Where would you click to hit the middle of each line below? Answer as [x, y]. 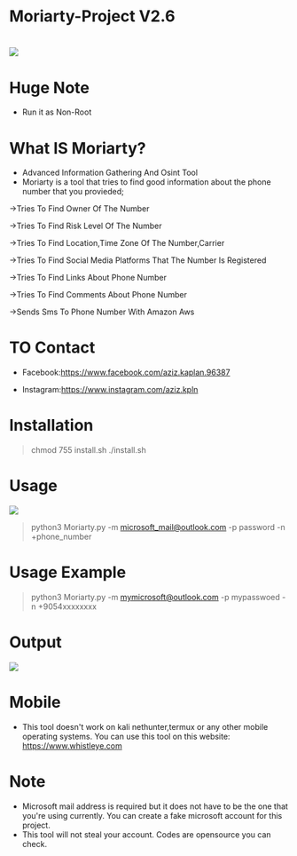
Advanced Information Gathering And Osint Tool [109, 173]
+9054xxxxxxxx [68, 606]
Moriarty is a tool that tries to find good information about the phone [147, 182]
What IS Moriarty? [78, 148]
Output [35, 642]
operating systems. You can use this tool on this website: [126, 736]
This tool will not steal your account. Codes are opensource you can [147, 834]
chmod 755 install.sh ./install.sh [88, 450]
